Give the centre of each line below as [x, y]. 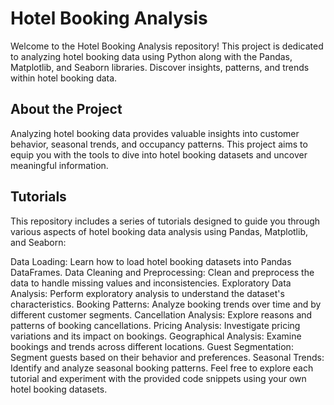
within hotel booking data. [64, 78]
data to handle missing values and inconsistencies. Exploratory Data [151, 283]
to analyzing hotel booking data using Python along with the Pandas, [151, 56]
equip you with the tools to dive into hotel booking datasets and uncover [159, 154]
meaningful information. [59, 165]
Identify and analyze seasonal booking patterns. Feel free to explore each [162, 368]
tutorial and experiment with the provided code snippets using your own [158, 378]
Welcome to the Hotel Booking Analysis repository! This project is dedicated [167, 46]
